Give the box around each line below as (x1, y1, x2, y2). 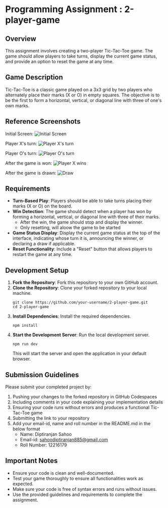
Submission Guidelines (5, 370, 79, 379)
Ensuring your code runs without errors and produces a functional (12, 404, 150, 411)
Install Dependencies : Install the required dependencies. (12, 313, 131, 319)
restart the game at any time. (12, 251, 73, 258)
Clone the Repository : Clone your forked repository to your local (12, 285, 147, 291)
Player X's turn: (5, 140, 37, 146)
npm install (12, 323, 38, 328)
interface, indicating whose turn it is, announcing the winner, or (12, 235, 144, 241)
